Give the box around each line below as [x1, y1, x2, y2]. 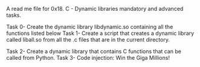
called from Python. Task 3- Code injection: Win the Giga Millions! [6, 54, 170, 61]
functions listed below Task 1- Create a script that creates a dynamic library [6, 30, 195, 37]
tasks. [6, 11, 22, 19]
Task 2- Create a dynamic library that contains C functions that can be [6, 48, 182, 55]
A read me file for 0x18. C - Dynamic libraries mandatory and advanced [6, 5, 184, 12]
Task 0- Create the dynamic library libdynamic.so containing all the [6, 24, 173, 30]
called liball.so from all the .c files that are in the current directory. [6, 36, 170, 43]
